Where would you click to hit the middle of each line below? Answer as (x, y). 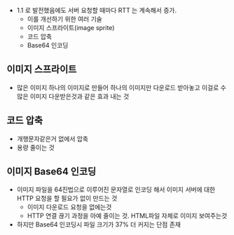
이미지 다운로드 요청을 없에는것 (69, 207)
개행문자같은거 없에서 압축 (53, 138)
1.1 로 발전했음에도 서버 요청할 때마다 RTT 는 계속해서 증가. (96, 10)
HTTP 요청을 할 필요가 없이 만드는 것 (67, 199)
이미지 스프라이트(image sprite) (71, 28)
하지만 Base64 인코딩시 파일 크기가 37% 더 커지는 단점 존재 (99, 225)
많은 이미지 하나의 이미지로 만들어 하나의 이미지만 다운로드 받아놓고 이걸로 (118, 87)
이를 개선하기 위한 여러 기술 (64, 19)
